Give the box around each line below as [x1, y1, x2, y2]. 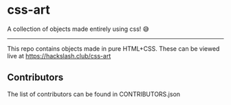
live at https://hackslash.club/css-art [7, 51, 111, 60]
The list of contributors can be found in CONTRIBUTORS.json [7, 90, 181, 98]
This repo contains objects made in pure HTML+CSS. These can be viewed [7, 44, 220, 53]
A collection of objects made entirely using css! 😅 [7, 25, 150, 33]
